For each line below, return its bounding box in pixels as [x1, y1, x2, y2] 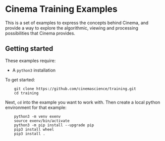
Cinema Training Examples [5, 3, 118, 15]
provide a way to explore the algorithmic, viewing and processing [5, 25, 139, 31]
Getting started [5, 44, 54, 53]
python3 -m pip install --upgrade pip [14, 122, 94, 128]
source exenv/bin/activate [14, 118, 70, 123]
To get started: [5, 76, 36, 82]
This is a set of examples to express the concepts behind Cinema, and [5, 20, 149, 26]
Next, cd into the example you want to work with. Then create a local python [5, 99, 160, 105]
